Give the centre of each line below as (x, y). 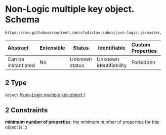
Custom (141, 44)
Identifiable (112, 48)
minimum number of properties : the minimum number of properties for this (82, 122)
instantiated (21, 65)
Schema (22, 19)
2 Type (16, 83)
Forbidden (144, 62)
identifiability (112, 65)
